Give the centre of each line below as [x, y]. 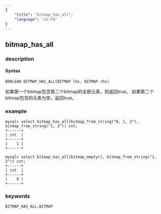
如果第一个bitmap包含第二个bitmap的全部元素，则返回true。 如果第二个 [79, 91]
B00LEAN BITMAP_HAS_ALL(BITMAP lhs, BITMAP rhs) [57, 81]
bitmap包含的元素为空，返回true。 [41, 98]
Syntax [13, 71]
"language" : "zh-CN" [36, 19]
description [20, 59]
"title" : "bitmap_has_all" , [44, 15]
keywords [18, 196]
